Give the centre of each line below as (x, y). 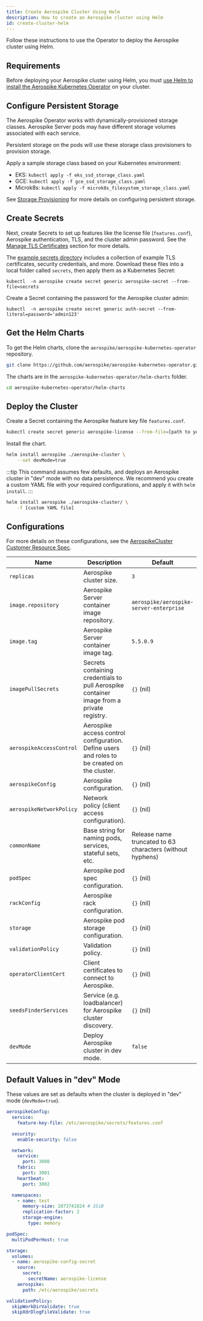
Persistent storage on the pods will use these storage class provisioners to (99, 145)
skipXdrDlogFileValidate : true (51, 1312)
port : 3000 (36, 1162)
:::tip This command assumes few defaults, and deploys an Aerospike (93, 472)
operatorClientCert (37, 974)
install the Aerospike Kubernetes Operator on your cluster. (79, 87)
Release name (152, 834)
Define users (101, 748)
